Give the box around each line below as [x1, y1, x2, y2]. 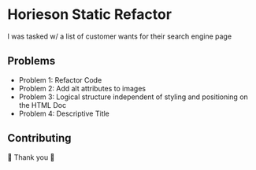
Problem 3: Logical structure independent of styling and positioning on [18, 92, 249, 102]
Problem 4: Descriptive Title [18, 109, 109, 118]
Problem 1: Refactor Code [18, 75, 102, 84]
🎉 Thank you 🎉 [7, 152, 55, 162]
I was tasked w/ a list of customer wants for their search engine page [7, 31, 232, 41]
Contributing [7, 131, 72, 145]
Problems [7, 54, 56, 68]
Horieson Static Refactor [7, 6, 173, 24]
